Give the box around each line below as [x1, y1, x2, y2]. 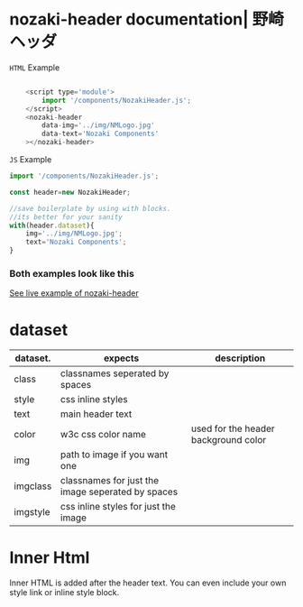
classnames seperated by [60, 367, 170, 380]
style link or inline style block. [9, 587, 120, 598]
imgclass [14, 480, 52, 492]
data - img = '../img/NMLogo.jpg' [41, 121, 155, 130]
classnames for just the [60, 474, 160, 487]
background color [190, 434, 267, 446]
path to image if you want [60, 448, 169, 461]
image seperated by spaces [60, 485, 179, 498]
